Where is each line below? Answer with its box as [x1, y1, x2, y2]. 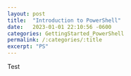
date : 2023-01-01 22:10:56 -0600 [7, 23, 112, 30]
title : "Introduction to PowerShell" [7, 17, 121, 24]
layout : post [7, 10, 46, 18]
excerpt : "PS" [7, 43, 49, 50]
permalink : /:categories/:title [7, 37, 102, 44]
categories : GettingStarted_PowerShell [7, 30, 125, 37]
